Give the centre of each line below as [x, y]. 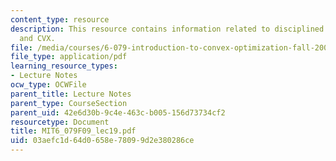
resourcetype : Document [60, 122]
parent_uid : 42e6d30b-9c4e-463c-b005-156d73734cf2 [118, 112]
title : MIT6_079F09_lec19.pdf [73, 131]
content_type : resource [60, 19]
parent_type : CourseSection [69, 103]
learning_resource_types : [64, 66]
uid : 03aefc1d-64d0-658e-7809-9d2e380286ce [102, 141]
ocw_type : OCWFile [48, 85]
